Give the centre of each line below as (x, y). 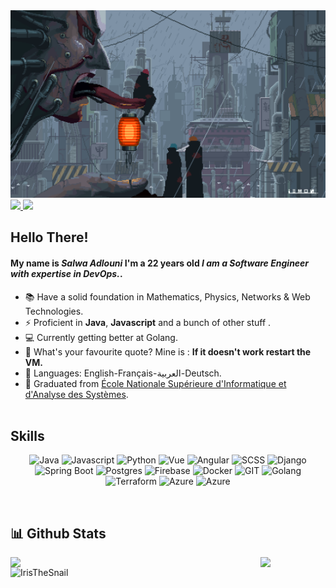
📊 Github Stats (58, 533)
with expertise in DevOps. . (66, 273)
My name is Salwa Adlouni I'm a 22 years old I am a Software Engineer (160, 263)
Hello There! (49, 237)
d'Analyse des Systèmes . (76, 394)
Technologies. (54, 311)
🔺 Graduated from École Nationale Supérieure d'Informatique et (155, 383)
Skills (27, 435)
